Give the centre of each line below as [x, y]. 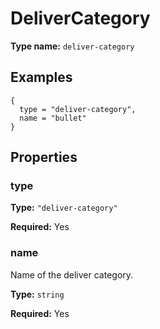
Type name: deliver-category [72, 46]
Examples [41, 77]
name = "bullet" [53, 118]
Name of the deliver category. [72, 274]
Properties [44, 157]
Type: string [37, 294]
